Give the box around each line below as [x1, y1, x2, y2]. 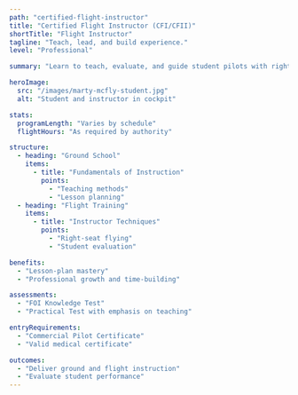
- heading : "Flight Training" [17, 201, 129, 209]
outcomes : [9, 356, 46, 365]
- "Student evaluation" [48, 241, 137, 251]
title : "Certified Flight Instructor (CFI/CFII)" [9, 21, 197, 30]
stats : [9, 110, 34, 120]
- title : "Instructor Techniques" [32, 217, 161, 226]
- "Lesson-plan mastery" [17, 266, 109, 275]
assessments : [9, 290, 58, 300]
